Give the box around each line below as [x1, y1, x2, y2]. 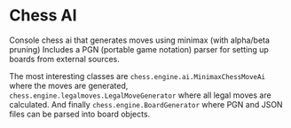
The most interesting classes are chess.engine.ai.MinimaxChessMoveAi [9, 70, 266, 81]
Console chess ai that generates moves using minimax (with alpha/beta [9, 35, 271, 45]
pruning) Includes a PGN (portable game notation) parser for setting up [9, 44, 269, 54]
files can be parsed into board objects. [9, 108, 151, 119]
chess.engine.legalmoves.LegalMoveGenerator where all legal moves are [9, 90, 272, 100]
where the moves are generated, [9, 80, 129, 91]
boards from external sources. [9, 53, 120, 64]
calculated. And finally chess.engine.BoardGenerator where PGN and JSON [9, 99, 283, 109]
